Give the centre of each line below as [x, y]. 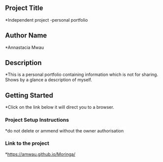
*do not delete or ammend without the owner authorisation [65, 130]
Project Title [24, 8]
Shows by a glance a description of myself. [49, 80]
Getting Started [29, 95]
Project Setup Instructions [37, 120]
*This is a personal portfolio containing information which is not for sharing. [82, 75]
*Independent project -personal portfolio [47, 20]
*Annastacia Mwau [25, 47]
